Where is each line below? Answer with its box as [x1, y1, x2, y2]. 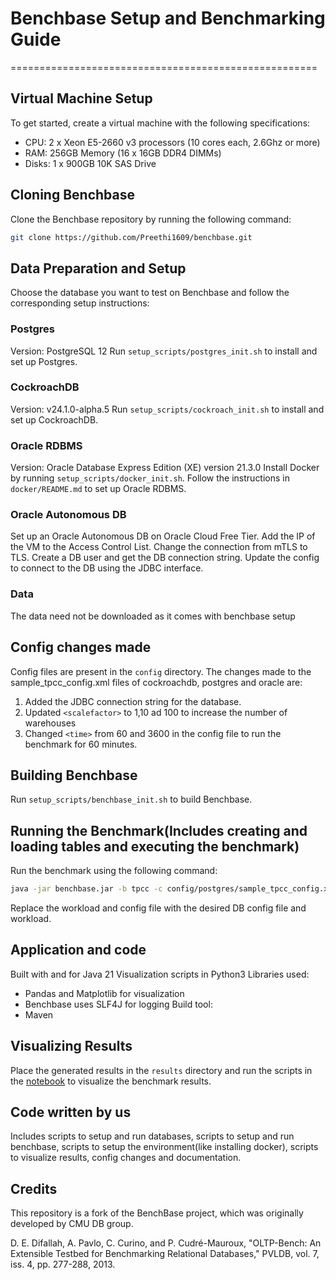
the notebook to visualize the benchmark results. [10, 1075, 212, 1087]
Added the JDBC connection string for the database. [24, 695, 242, 707]
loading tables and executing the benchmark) [10, 838, 300, 855]
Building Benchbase [10, 767, 138, 784]
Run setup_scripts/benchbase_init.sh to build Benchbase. [10, 793, 253, 806]
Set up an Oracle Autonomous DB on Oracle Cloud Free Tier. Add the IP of [10, 530, 316, 542]
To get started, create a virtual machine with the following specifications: [10, 117, 311, 129]
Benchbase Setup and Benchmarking [10, 7, 326, 30]
